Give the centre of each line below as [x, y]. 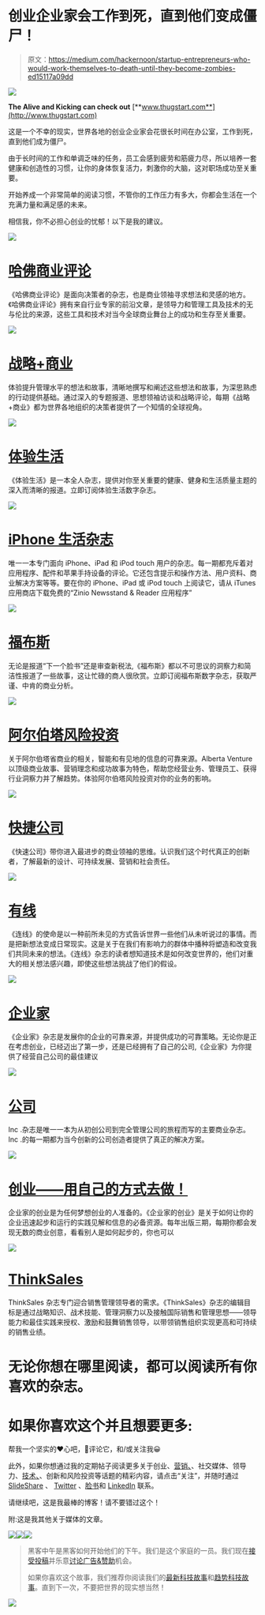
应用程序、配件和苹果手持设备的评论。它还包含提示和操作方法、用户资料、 [129, 573]
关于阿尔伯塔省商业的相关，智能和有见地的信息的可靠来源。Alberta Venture [131, 759]
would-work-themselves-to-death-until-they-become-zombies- [131, 68]
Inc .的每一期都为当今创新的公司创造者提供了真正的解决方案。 [108, 1139]
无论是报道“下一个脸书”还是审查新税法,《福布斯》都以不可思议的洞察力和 [126, 665]
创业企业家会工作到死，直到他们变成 [126, 16]
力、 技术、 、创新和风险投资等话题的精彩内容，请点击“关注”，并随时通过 [123, 1476]
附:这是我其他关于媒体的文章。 [58, 1519]
